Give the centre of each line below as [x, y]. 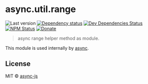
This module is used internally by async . [47, 48]
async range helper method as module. [58, 38]
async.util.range [41, 9]
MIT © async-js [21, 76]
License [18, 64]
